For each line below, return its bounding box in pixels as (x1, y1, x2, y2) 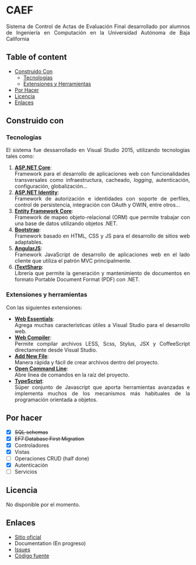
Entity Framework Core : (14, 208, 73, 215)
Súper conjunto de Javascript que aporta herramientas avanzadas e (14, 384, 190, 391)
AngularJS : (14, 245, 43, 252)
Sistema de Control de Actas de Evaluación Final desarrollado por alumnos (6, 23, 190, 30)
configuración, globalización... (14, 182, 87, 190)
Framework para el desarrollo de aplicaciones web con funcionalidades (14, 170, 190, 177)
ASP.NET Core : (14, 164, 52, 171)
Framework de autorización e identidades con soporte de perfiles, (14, 195, 190, 202)
